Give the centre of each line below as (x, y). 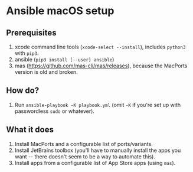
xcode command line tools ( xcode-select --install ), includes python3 (100, 47)
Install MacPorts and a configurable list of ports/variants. (84, 144)
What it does (30, 130)
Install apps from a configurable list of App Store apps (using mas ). (95, 163)
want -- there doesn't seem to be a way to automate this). (85, 156)
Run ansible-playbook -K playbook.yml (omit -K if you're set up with (98, 105)
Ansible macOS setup (60, 11)
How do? (23, 91)
